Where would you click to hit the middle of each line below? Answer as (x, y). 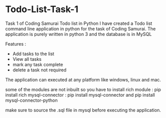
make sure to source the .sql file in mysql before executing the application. (83, 110)
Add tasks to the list (33, 54)
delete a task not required (40, 70)
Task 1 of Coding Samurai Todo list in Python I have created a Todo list (79, 23)
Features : (16, 44)
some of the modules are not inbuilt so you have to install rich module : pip (83, 89)
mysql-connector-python (31, 100)
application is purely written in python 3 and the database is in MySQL (79, 34)
